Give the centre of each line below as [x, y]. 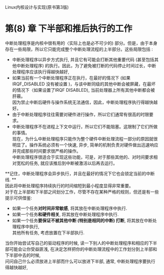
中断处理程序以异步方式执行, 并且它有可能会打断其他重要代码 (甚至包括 [83, 59]
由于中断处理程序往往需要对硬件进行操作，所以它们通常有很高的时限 [81, 114]
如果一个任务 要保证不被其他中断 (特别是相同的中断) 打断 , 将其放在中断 [82, 220]
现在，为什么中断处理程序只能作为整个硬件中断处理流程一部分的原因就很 [85, 138]
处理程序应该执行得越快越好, [41, 72]
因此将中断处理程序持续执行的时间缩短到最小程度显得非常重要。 [69, 186]
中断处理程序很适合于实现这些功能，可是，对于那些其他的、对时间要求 [83, 157]
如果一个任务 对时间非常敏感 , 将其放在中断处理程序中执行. [70, 208]
